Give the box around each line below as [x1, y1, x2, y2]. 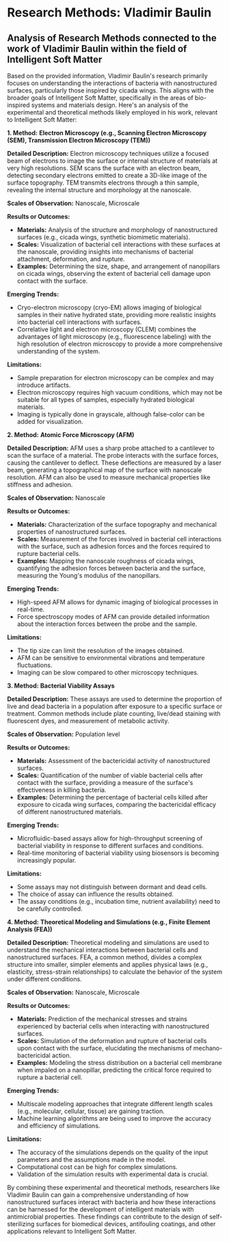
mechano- [193, 1044, 223, 1052]
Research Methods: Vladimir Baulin [7, 5, 212, 21]
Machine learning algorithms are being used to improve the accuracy [16, 1114, 212, 1123]
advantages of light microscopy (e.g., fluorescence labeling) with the [16, 333, 211, 340]
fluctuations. [16, 661, 53, 669]
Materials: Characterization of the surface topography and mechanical [16, 520, 217, 528]
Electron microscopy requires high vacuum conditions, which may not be [16, 388, 223, 396]
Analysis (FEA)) [7, 925, 53, 933]
